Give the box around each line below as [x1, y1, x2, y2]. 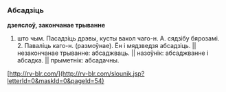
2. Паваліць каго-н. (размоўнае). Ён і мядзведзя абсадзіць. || [16, 42, 196, 50]
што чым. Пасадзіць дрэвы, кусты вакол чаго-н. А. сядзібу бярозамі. [16, 34, 220, 43]
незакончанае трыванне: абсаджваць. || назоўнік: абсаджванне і [16, 49, 209, 57]
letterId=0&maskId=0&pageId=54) [7, 77, 104, 85]
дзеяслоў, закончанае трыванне [7, 21, 105, 30]
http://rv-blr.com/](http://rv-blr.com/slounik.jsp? [9, 69, 145, 78]
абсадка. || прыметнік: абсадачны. [16, 56, 120, 65]
